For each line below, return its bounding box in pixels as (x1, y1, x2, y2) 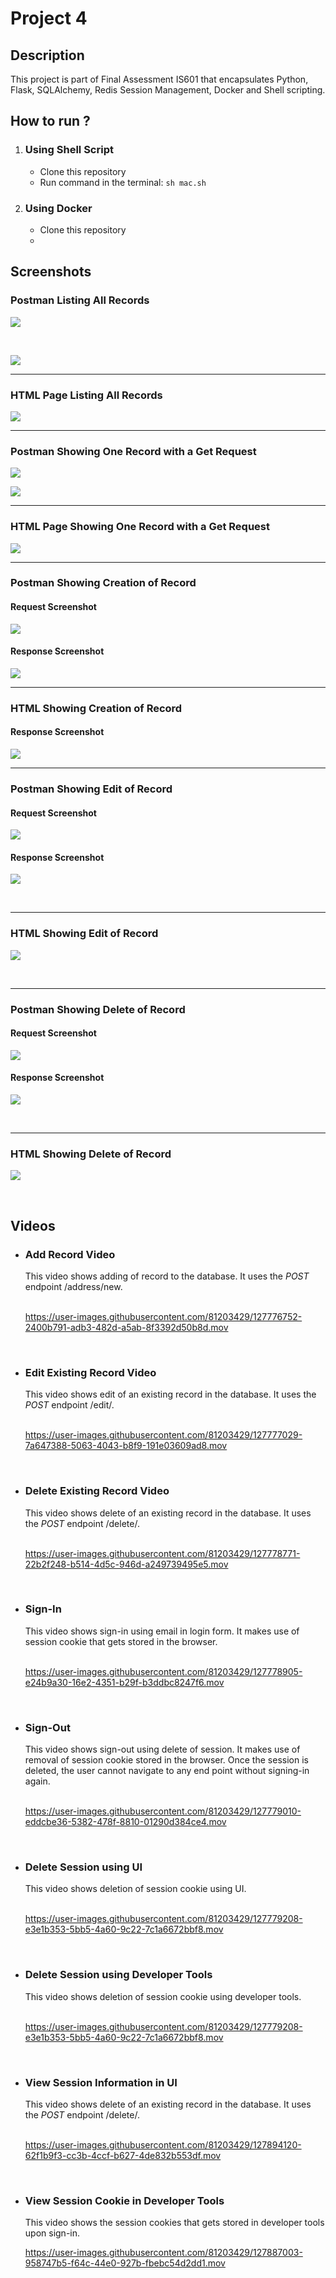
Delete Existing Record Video (24, 1484, 170, 1498)
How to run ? (10, 113, 91, 130)
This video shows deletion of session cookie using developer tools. (24, 1990, 302, 2002)
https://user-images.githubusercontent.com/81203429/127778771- (24, 1547, 301, 1559)
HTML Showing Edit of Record (10, 927, 159, 941)
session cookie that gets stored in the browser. (24, 1635, 218, 1647)
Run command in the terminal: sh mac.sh (39, 176, 207, 188)
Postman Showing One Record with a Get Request (10, 444, 257, 458)
